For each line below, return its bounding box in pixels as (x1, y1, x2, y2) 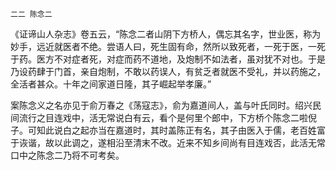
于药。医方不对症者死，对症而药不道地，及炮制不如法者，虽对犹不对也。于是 (10, 53, 326, 65)
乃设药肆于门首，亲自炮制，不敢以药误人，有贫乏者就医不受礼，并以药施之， (10, 66, 326, 77)
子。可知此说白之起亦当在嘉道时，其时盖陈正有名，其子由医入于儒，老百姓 (10, 124, 317, 136)
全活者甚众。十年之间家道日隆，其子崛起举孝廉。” (10, 78, 212, 90)
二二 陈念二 (10, 9, 53, 19)
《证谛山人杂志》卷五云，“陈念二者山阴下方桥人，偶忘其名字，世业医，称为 (10, 28, 322, 40)
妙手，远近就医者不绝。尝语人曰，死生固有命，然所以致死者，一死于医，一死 (10, 41, 326, 52)
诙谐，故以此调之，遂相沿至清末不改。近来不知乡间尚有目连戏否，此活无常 (18, 137, 326, 148)
